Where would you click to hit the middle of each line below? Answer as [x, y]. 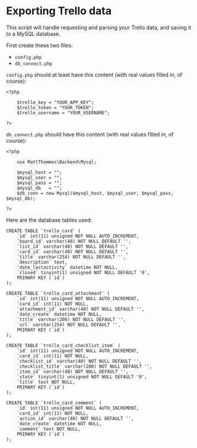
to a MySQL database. [33, 33]
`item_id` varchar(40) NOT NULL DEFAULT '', [73, 371]
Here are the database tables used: [49, 220]
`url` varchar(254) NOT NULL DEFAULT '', [69, 325]
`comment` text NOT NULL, [49, 429]
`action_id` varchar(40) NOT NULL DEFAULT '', [75, 418]
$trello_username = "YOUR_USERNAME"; [63, 113]
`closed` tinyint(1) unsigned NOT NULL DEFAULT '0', [83, 272]
